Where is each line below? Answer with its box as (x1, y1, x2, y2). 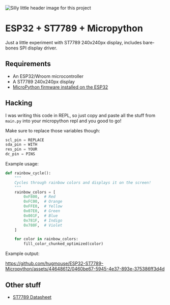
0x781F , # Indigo (23, 218, 63, 223)
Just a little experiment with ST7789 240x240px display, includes (5, 39, 142, 45)
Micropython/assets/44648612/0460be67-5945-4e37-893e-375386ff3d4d (5, 266, 165, 272)
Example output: (5, 251, 40, 257)
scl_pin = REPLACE (5, 137, 44, 143)
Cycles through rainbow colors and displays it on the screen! (14, 180, 152, 185)
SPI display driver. (19, 45, 58, 51)
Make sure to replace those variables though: (5, 127, 100, 133)
